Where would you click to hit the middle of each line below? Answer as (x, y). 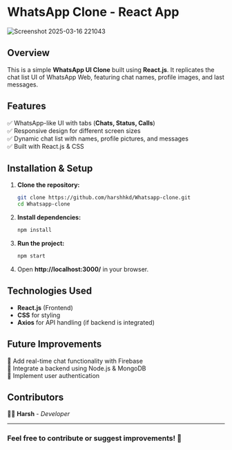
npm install (34, 230)
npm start (31, 256)
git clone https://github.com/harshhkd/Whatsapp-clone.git (104, 198)
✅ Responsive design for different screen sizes (74, 130)
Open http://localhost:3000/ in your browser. (83, 269)
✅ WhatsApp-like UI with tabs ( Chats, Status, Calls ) (81, 123)
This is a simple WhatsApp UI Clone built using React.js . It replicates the (111, 69)
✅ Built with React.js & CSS (46, 146)
